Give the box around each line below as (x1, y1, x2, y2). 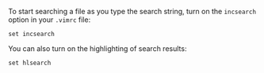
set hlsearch (8, 59, 52, 67)
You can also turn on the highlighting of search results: (8, 44, 187, 53)
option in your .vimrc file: (8, 15, 91, 24)
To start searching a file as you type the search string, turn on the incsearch (8, 7, 256, 16)
